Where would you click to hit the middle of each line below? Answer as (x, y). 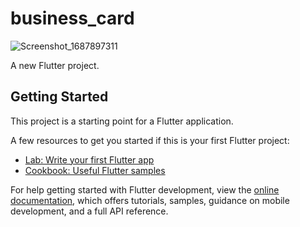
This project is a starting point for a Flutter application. (122, 121)
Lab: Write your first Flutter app (89, 159)
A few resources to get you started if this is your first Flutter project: (150, 140)
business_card (72, 18)
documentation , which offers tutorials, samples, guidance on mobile (150, 200)
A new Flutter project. (55, 65)
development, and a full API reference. (89, 211)
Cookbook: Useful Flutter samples (95, 170)
